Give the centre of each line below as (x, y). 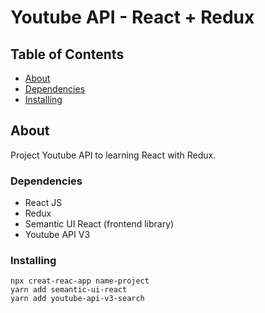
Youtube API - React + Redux (132, 17)
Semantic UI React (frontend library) (99, 224)
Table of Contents (67, 54)
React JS (43, 203)
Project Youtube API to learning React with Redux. (113, 155)
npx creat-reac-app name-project (80, 281)
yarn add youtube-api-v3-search (77, 299)
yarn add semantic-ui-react (69, 290)
